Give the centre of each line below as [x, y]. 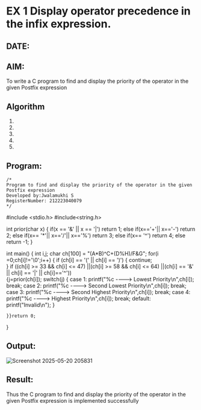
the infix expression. [59, 24]
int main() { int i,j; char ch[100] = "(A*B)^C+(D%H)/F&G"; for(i [82, 254]
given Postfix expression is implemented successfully [73, 400]
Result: [20, 380]
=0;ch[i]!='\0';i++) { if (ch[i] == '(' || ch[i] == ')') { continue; [79, 260]
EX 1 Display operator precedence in [98, 11]
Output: [21, 346]
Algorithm [26, 107]
